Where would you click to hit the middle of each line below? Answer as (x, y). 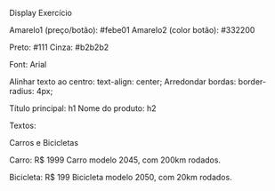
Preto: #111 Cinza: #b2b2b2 (59, 47)
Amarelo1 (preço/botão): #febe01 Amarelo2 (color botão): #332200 (132, 30)
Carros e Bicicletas (44, 143)
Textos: (23, 125)
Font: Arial (28, 64)
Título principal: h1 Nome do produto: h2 (83, 108)
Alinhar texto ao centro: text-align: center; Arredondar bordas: (123, 82)
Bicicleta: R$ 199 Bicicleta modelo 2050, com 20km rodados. (121, 177)
